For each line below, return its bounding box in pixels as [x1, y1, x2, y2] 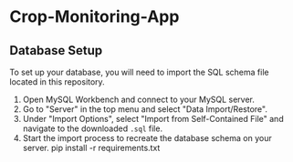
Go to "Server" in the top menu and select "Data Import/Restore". [22, 104, 267, 115]
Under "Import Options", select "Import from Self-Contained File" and [22, 114, 285, 124]
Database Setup [9, 43, 103, 58]
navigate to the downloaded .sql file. [22, 123, 162, 134]
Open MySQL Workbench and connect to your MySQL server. [22, 94, 256, 105]
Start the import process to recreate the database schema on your [22, 133, 272, 143]
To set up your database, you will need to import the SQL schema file [9, 66, 269, 77]
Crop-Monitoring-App [9, 6, 180, 27]
